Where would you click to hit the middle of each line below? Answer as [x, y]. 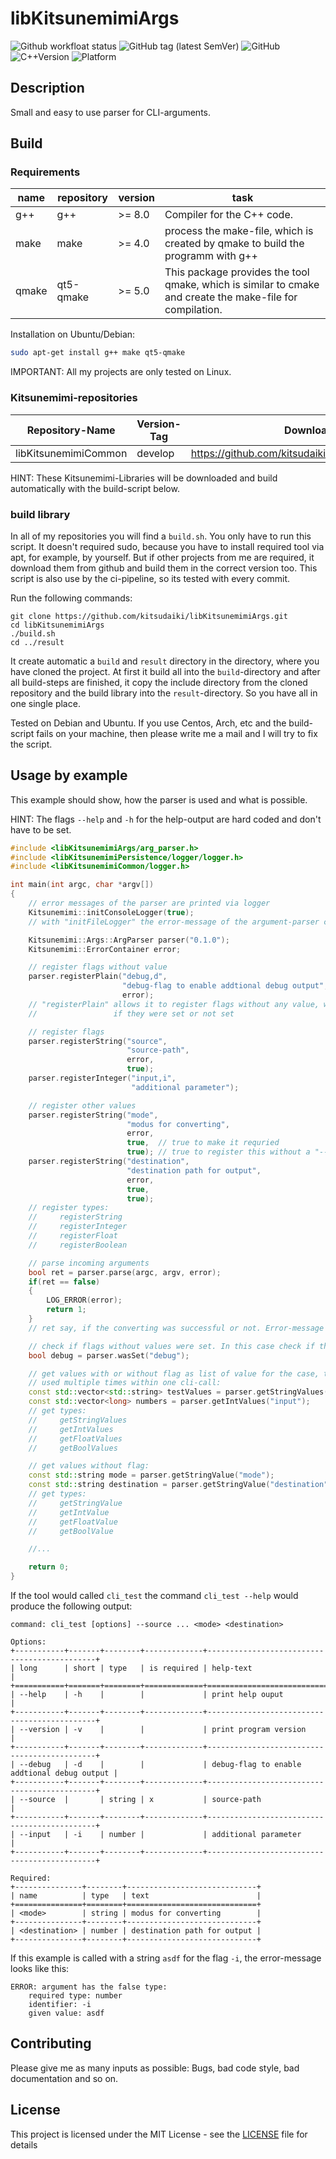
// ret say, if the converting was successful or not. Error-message [176, 1328]
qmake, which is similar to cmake [242, 285]
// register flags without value [98, 967]
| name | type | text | [136, 1896]
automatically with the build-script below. [95, 488]
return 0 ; [49, 1567]
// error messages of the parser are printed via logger [149, 903]
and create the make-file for [231, 297]
